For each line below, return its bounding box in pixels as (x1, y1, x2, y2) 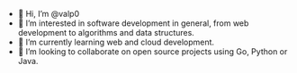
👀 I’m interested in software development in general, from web (17, 18, 249, 28)
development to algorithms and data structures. (17, 28, 195, 37)
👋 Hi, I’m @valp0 (17, 9, 79, 19)
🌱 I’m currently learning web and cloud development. (17, 36, 214, 47)
